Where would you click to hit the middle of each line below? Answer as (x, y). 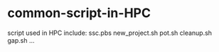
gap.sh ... (21, 40)
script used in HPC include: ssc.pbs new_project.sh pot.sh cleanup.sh (109, 33)
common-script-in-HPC (79, 13)
